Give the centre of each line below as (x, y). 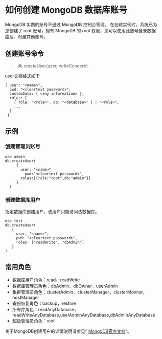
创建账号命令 (24, 54)
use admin (15, 157)
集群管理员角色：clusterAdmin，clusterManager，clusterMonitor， (80, 292)
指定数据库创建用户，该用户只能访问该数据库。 (52, 211)
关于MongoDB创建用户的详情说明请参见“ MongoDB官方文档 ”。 (69, 331)
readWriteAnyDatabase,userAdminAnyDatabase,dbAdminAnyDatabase (84, 315)
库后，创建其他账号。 (26, 37)
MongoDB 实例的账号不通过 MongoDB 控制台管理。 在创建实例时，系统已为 (81, 24)
